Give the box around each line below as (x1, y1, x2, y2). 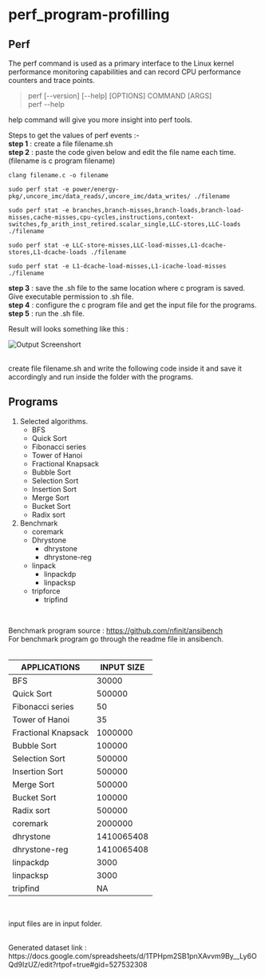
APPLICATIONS (21, 661, 81, 673)
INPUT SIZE (100, 661, 145, 673)
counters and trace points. (8, 76, 96, 85)
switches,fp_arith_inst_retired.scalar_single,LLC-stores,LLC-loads (8, 220, 241, 228)
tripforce (31, 586, 61, 596)
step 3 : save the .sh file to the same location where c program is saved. (8, 284, 246, 292)
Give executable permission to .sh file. (8, 292, 134, 301)
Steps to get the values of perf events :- (8, 130, 140, 140)
